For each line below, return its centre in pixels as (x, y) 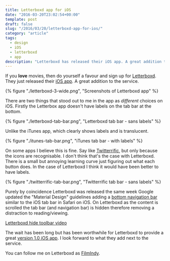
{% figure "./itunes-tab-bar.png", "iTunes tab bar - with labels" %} (74, 141)
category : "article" (27, 33)
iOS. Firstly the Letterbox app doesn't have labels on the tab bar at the (78, 106)
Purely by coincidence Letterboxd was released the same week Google (79, 192)
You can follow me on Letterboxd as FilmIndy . (53, 253)
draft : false (19, 24)
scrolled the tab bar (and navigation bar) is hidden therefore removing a (80, 208)
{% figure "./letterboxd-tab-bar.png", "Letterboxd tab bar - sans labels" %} (83, 121)
